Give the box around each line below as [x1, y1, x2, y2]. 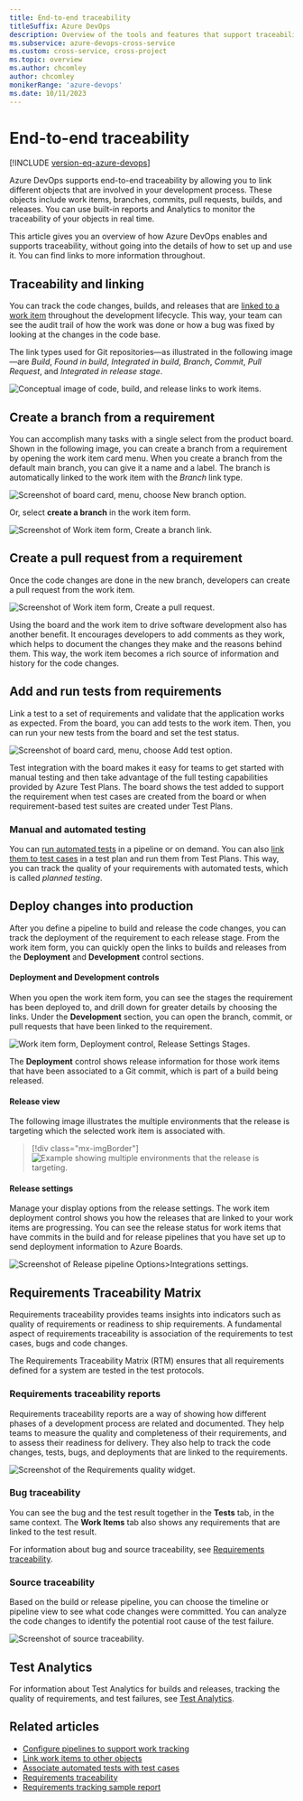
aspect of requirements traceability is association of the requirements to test [9, 1328, 293, 1339]
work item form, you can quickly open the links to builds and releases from [9, 942, 287, 952]
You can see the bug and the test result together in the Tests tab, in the [9, 1506, 275, 1518]
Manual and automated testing [9, 823, 147, 836]
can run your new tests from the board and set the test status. [9, 727, 240, 737]
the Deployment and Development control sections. [9, 951, 205, 962]
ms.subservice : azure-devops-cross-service [9, 38, 176, 48]
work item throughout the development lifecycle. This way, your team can [9, 310, 282, 321]
